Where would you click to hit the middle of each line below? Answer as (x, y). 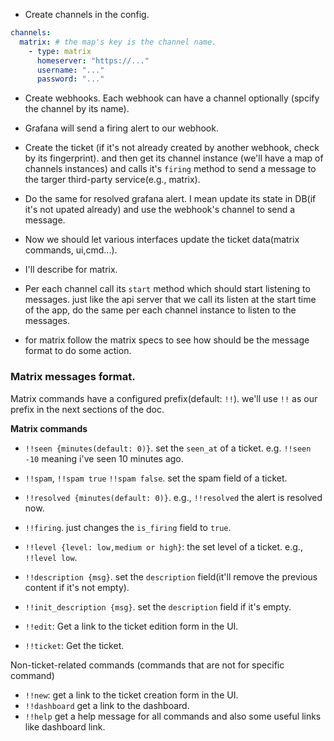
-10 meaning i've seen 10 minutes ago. (104, 458)
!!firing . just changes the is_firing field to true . (128, 527)
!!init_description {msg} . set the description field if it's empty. (158, 606)
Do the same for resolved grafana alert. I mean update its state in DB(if (170, 199)
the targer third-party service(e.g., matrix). (112, 180)
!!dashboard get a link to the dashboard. (107, 705)
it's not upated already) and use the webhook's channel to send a (160, 210)
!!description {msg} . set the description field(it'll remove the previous (171, 576)
